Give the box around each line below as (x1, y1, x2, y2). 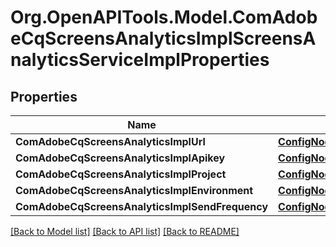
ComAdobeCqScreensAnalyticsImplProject (15, 167, 227, 181)
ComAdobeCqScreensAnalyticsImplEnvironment (15, 184, 254, 197)
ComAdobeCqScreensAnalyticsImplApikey (15, 151, 226, 165)
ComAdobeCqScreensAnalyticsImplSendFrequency (15, 200, 269, 213)
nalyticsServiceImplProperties (10, 49, 270, 71)
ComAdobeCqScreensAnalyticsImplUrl (15, 135, 206, 148)
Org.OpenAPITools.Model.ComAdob (10, 6, 318, 29)
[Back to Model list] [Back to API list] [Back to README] (10, 226, 240, 237)
